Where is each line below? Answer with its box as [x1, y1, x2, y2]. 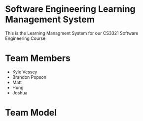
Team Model [5, 107, 57, 119]
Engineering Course [5, 35, 46, 41]
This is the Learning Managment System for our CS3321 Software [5, 30, 139, 36]
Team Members [5, 53, 71, 64]
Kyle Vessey [12, 69, 37, 75]
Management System [5, 14, 95, 25]
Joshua [12, 90, 28, 95]
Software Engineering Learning [5, 3, 136, 15]
